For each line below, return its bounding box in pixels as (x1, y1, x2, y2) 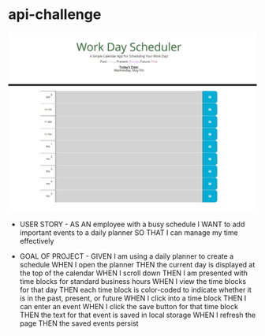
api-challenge (8, 6, 102, 24)
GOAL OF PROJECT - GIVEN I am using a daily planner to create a (19, 251, 234, 261)
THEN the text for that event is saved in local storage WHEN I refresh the (19, 310, 256, 319)
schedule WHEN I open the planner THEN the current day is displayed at (19, 259, 256, 269)
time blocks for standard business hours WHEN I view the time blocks (19, 276, 247, 286)
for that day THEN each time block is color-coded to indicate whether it (19, 285, 252, 294)
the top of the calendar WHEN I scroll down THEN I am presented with (19, 268, 248, 278)
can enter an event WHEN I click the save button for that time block (19, 301, 239, 311)
